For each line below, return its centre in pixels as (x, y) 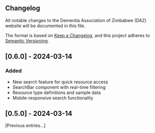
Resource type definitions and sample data (56, 92)
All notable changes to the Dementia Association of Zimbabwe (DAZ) (76, 20)
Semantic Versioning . (27, 41)
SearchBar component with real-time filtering (59, 87)
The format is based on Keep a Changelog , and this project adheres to (77, 35)
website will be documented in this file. (45, 26)
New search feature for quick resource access (60, 82)
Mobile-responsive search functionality (53, 98)
